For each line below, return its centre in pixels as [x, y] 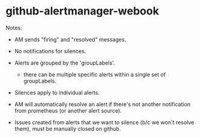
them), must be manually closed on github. [68, 128]
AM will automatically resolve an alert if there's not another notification [102, 104]
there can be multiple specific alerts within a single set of [95, 74]
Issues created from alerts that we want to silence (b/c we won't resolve [104, 122]
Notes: [14, 28]
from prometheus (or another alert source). [68, 110]
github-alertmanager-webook [82, 11]
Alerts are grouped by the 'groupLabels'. [65, 63]
